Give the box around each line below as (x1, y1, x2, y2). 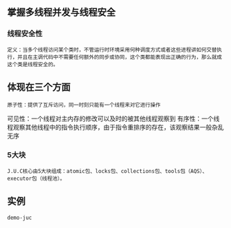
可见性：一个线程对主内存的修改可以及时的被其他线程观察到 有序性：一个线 (7, 114, 220, 123)
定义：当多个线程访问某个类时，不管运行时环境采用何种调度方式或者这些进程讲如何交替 (7, 46, 217, 53)
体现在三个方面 (7, 81, 71, 93)
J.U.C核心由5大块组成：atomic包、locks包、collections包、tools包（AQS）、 (7, 167, 208, 174)
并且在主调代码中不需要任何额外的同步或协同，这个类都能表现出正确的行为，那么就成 (16, 54, 222, 61)
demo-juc (7, 214, 32, 221)
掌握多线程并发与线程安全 (7, 6, 115, 19)
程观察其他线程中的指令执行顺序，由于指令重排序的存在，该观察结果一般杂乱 (7, 123, 224, 131)
